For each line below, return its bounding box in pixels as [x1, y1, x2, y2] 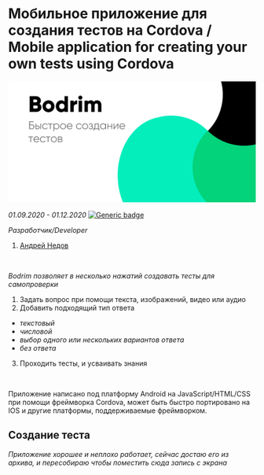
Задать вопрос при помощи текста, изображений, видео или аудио [19, 295, 246, 304]
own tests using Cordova [8, 55, 174, 73]
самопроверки [8, 280, 59, 289]
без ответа [19, 344, 57, 353]
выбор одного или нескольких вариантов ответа [19, 335, 185, 344]
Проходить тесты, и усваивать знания [19, 359, 148, 368]
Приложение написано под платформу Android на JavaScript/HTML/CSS [8, 389, 251, 399]
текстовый [19, 319, 55, 328]
